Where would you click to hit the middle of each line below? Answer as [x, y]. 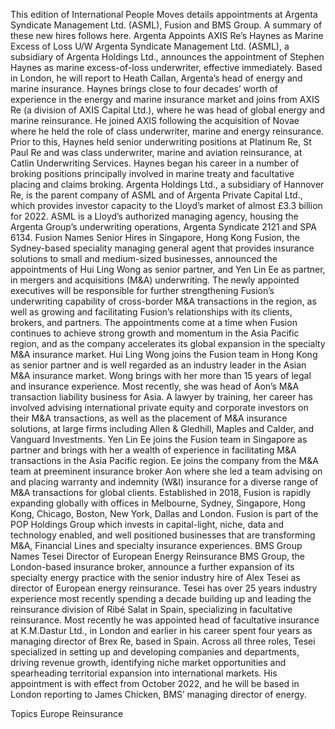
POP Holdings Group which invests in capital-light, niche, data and [147, 524]
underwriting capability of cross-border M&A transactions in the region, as [163, 301]
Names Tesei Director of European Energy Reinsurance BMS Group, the [157, 556]
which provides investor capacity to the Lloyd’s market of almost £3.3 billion [166, 205]
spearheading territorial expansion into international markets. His [144, 673]
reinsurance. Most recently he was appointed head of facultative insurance [165, 620]
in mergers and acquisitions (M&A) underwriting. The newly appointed [155, 280]
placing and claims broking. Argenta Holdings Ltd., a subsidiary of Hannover [167, 184]
